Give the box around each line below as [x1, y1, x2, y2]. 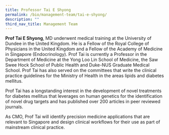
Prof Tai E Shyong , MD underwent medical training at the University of [5, 35, 152, 41]
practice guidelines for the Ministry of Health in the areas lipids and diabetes [5, 73, 164, 79]
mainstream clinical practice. [5, 124, 65, 130]
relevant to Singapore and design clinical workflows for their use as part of [5, 119, 160, 125]
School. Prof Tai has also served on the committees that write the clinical [5, 67, 157, 74]
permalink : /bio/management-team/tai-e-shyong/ [5, 12, 107, 17]
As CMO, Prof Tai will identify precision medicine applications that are [5, 114, 150, 120]
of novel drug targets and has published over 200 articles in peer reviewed [5, 99, 160, 105]
